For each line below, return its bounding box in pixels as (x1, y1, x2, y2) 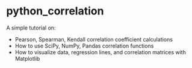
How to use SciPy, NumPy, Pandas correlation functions (14, 42, 154, 49)
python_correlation (6, 4, 104, 18)
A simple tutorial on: (6, 24, 56, 31)
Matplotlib (14, 55, 40, 62)
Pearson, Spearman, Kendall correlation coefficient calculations (14, 36, 173, 43)
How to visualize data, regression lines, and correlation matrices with (14, 48, 187, 55)
